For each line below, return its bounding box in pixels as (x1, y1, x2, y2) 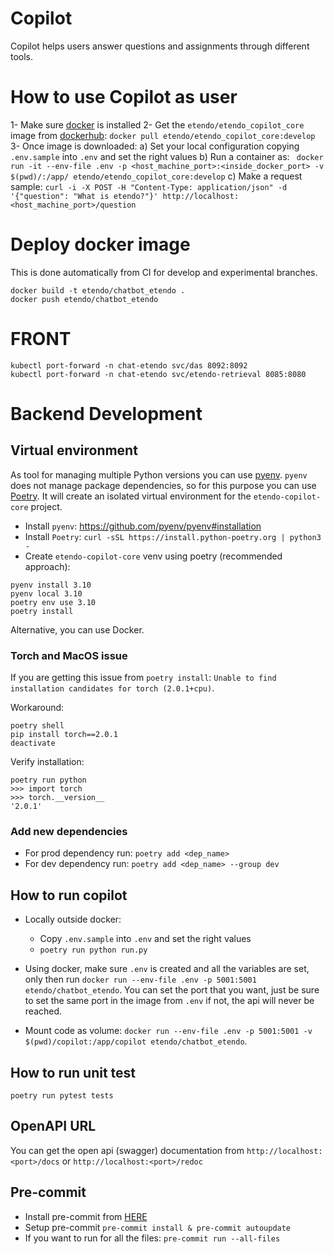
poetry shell (10, 721, 65, 731)
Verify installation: (10, 756, 85, 768)
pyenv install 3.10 (10, 580, 92, 590)
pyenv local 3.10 (10, 588, 83, 599)
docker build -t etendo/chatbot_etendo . (10, 285, 186, 296)
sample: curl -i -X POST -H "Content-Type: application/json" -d (10, 180, 288, 192)
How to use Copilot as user (10, 86, 238, 109)
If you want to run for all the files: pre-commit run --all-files (24, 1232, 281, 1244)
